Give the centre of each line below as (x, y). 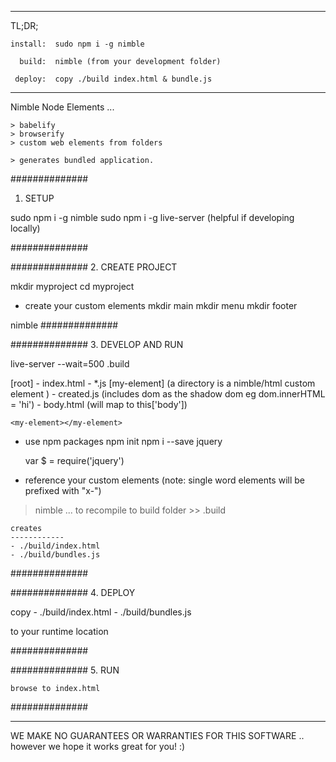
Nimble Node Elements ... (62, 107)
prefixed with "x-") (63, 490)
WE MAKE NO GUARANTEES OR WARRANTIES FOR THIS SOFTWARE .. (157, 735)
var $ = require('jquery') (74, 460)
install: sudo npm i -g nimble (77, 44)
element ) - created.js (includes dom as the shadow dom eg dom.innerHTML (168, 394)
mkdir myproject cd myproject (72, 286)
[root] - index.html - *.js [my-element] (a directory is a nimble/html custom (163, 383)
